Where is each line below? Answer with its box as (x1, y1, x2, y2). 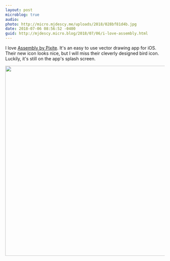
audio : (5, 17, 19, 22)
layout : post (5, 7, 33, 13)
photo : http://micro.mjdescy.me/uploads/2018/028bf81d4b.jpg (5, 21, 137, 27)
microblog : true (5, 12, 39, 17)
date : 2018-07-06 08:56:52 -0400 (5, 26, 76, 31)
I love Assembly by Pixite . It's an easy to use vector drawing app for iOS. (5, 45, 157, 51)
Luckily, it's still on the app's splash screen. (5, 56, 96, 61)
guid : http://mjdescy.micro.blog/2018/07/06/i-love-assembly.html (5, 31, 148, 36)
